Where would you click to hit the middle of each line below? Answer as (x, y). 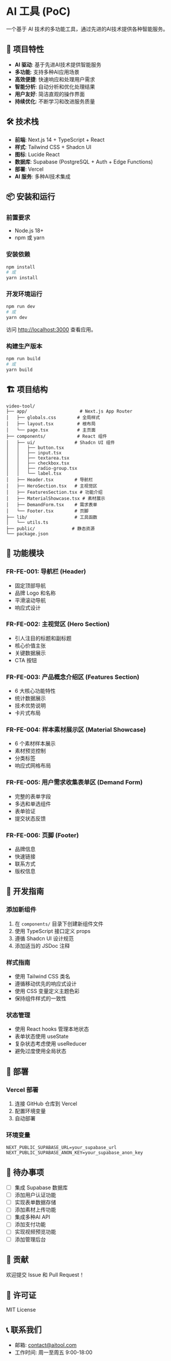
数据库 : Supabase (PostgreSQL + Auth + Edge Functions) (84, 161)
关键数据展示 (30, 653)
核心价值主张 (30, 645)
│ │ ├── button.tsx (35, 447)
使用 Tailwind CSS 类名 (42, 976)
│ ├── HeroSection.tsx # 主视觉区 (52, 486)
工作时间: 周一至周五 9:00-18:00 (53, 1352)
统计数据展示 (30, 698)
